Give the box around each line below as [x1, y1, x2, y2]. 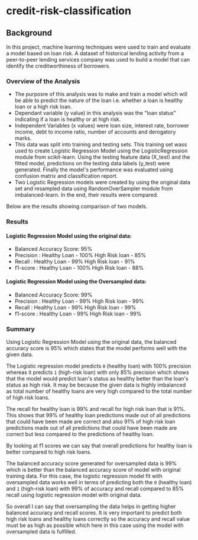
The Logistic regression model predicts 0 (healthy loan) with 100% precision [6, 362, 191, 369]
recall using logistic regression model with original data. [6, 491, 142, 499]
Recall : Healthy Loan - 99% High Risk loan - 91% [14, 258, 135, 265]
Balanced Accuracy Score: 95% [14, 245, 93, 253]
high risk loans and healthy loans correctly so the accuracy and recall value [6, 515, 190, 522]
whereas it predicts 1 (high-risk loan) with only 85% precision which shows [6, 369, 189, 376]
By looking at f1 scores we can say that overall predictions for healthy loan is [6, 442, 193, 449]
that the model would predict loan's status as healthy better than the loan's [6, 375, 189, 382]
